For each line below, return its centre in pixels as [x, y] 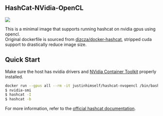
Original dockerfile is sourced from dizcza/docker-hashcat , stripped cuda [78, 39]
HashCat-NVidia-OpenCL [44, 8]
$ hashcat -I [18, 95]
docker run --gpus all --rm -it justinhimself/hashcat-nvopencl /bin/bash [82, 86]
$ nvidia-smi [18, 90]
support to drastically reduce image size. [46, 44]
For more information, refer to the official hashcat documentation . [70, 109]
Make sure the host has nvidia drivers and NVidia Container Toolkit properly [81, 71]
